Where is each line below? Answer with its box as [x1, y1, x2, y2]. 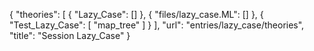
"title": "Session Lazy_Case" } [9, 30, 131, 41]
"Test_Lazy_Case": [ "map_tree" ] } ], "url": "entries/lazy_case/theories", [9, 19, 305, 31]
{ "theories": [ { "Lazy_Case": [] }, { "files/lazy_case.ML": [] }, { [9, 9, 264, 20]
